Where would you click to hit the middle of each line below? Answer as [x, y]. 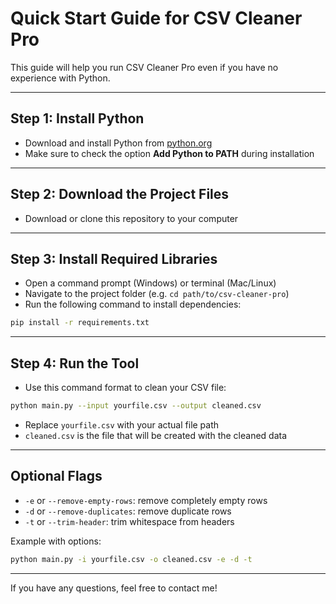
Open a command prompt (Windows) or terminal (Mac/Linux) [150, 283]
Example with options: [56, 541]
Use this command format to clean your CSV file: [125, 388]
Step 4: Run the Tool [75, 363]
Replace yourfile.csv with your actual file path [122, 424]
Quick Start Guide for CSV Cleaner [156, 18]
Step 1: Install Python [77, 118]
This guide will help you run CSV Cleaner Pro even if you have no [144, 67]
